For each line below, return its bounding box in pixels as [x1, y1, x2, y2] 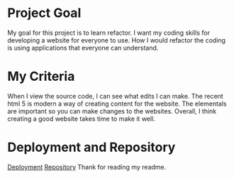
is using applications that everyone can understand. [7, 43, 159, 52]
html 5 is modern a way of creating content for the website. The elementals [7, 99, 227, 108]
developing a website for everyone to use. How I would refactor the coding [7, 35, 225, 44]
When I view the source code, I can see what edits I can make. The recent [7, 91, 223, 100]
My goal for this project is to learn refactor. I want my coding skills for [7, 28, 211, 37]
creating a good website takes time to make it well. [7, 114, 156, 123]
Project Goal [7, 5, 82, 21]
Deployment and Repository [7, 140, 176, 155]
